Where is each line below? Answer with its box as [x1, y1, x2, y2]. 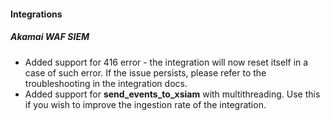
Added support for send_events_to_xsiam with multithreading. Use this [24, 88, 321, 100]
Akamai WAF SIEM [10, 31, 90, 43]
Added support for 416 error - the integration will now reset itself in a [24, 56, 309, 68]
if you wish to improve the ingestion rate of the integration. [24, 98, 267, 110]
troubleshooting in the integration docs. [24, 77, 188, 89]
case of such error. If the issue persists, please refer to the [24, 66, 267, 79]
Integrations [10, 8, 63, 20]
